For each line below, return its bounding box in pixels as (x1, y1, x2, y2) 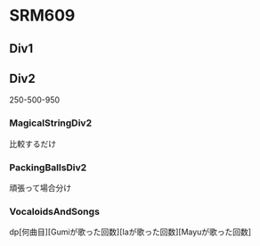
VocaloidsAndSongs (9, 205, 101, 217)
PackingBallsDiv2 (9, 161, 87, 174)
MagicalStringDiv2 (9, 117, 92, 129)
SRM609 (9, 5, 76, 26)
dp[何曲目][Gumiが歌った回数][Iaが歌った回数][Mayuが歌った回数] (9, 226, 252, 237)
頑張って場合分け (9, 182, 72, 193)
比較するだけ (9, 138, 56, 149)
